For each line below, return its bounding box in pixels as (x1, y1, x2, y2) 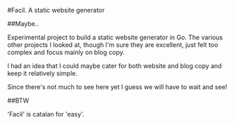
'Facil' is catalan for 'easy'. (7, 110, 85, 118)
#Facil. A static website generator (7, 6, 105, 14)
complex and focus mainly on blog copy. (7, 48, 125, 56)
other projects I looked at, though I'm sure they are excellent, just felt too (7, 41, 218, 48)
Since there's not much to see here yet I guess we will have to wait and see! (7, 83, 228, 91)
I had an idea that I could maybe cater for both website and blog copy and (7, 62, 222, 70)
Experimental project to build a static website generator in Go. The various (7, 33, 223, 41)
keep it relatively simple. (7, 70, 78, 77)
